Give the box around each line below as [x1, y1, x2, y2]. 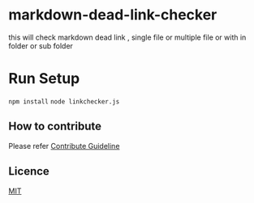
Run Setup [8, 70, 80, 88]
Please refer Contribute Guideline [8, 141, 120, 150]
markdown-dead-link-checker [8, 6, 217, 24]
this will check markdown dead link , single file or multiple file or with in [8, 32, 247, 42]
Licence [8, 164, 50, 179]
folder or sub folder [8, 40, 73, 50]
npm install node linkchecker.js [8, 97, 120, 106]
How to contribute [8, 120, 102, 133]
